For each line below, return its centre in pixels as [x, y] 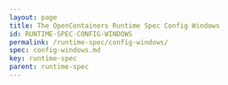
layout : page [33, 17]
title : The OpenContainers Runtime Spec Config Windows [114, 26]
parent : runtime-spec [49, 67]
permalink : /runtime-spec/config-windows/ [89, 42]
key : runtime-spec [43, 58]
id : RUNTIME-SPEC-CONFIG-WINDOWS [71, 34]
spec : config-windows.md [55, 50]
